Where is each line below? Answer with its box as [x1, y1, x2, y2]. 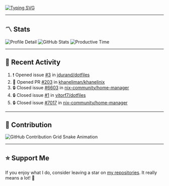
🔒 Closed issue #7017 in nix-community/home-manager [12, 99, 128, 105]
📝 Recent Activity [5, 58, 61, 67]
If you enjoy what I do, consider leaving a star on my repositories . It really [5, 169, 157, 175]
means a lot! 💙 [5, 175, 35, 181]
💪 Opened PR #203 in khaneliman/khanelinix [12, 79, 105, 85]
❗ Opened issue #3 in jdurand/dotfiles [12, 72, 90, 78]
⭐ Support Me [5, 153, 49, 162]
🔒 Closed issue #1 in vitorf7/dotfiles [12, 92, 86, 98]
